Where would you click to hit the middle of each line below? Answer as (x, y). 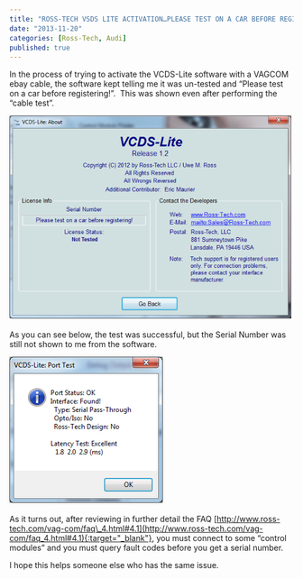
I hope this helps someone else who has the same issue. (114, 565)
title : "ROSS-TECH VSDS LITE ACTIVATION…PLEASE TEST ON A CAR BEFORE (143, 19)
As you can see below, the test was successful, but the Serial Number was (148, 335)
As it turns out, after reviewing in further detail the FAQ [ (113, 519)
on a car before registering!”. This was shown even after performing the (143, 94)
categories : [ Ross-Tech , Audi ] (68, 38)
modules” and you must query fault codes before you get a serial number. (147, 547)
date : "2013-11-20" (46, 28)
